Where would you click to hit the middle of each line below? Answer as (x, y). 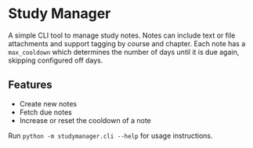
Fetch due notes (45, 112)
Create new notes (48, 103)
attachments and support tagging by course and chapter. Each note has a (127, 43)
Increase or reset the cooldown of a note (85, 120)
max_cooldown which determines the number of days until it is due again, (124, 52)
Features (30, 85)
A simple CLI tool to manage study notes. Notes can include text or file (122, 35)
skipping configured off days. (56, 60)
